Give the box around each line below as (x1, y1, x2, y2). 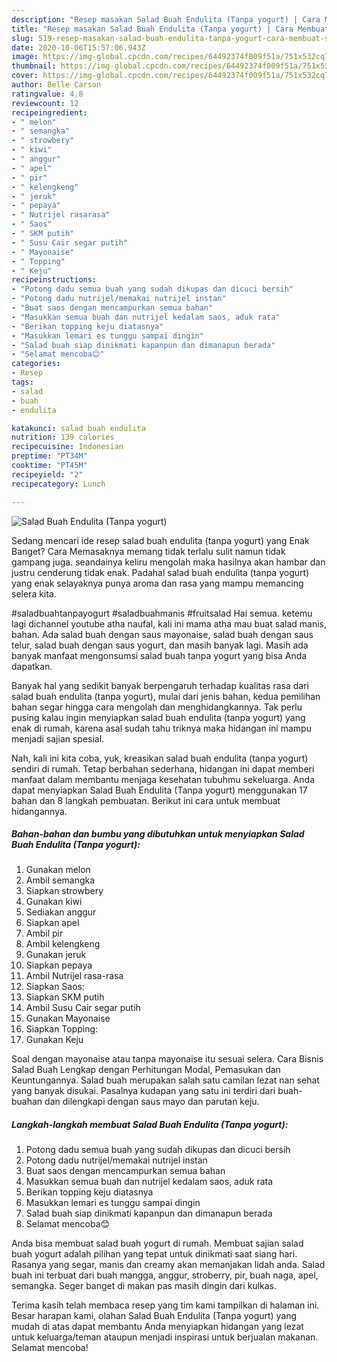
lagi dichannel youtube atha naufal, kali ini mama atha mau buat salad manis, (11, 617, 327, 630)
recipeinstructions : (11, 275, 98, 285)
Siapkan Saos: (25, 981, 86, 993)
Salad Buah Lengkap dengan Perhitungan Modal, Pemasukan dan (11, 1064, 281, 1076)
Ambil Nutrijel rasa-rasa (25, 970, 124, 982)
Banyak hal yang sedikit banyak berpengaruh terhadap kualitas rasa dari (11, 679, 309, 691)
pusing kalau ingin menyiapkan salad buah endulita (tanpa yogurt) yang (11, 711, 306, 723)
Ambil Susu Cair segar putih (25, 1002, 141, 1014)
